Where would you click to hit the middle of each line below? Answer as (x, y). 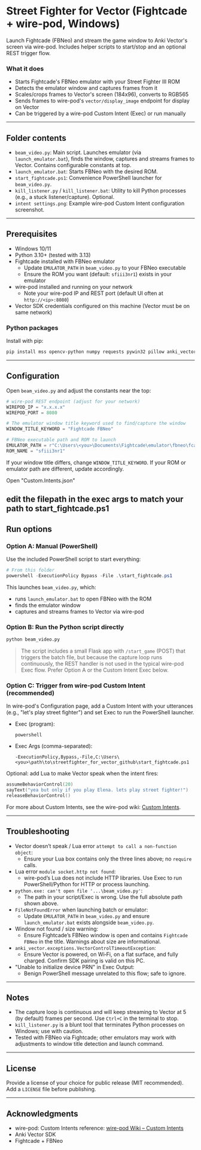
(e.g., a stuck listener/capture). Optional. (65, 197)
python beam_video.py (33, 639)
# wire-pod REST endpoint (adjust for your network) (73, 402)
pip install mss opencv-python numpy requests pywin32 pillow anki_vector (101, 352)
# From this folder (31, 570)
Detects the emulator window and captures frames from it (86, 88)
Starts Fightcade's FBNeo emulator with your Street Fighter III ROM (98, 82)
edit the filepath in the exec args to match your (95, 499)
